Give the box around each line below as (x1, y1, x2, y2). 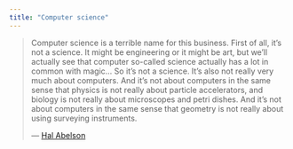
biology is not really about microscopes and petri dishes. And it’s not (30, 94, 282, 105)
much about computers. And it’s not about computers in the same (30, 74, 271, 85)
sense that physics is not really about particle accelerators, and (30, 84, 264, 95)
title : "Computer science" (9, 12, 109, 22)
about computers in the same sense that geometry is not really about (30, 103, 284, 114)
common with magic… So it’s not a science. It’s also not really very (30, 66, 274, 76)
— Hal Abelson (30, 129, 86, 140)
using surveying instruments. (30, 113, 138, 123)
